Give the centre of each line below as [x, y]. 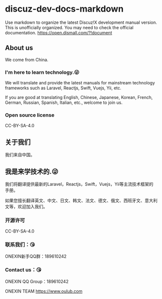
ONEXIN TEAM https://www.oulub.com [44, 291]
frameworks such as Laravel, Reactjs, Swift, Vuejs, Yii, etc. [63, 88]
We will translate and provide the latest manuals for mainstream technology [80, 83]
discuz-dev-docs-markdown [64, 9]
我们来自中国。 [20, 155]
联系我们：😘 [20, 245]
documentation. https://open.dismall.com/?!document [59, 33]
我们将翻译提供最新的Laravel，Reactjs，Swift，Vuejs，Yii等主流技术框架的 [79, 184]
